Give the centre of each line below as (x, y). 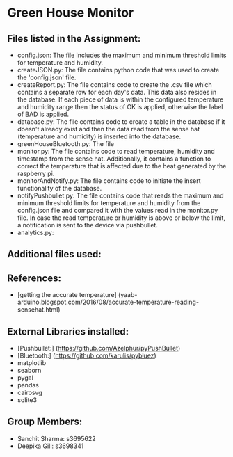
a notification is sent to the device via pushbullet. (87, 225)
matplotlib (32, 363)
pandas (28, 385)
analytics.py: (35, 232)
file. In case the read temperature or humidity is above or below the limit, (121, 218)
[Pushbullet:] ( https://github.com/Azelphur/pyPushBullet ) (99, 348)
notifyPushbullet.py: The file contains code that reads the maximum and (120, 195)
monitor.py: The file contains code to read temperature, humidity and (116, 151)
